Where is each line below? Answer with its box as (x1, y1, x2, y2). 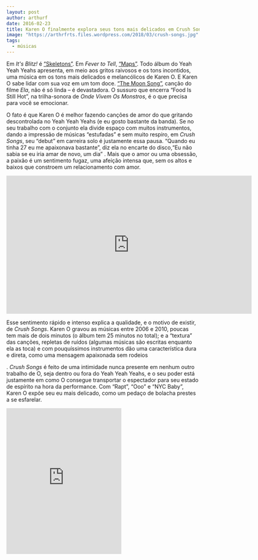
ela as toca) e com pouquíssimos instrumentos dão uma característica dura (6, 344, 197, 352)
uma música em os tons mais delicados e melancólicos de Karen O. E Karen (6, 73, 198, 80)
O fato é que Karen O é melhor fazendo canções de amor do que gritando (6, 111, 193, 119)
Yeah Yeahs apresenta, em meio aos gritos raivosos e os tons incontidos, (6, 66, 191, 74)
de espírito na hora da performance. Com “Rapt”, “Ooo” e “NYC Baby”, (6, 383, 184, 390)
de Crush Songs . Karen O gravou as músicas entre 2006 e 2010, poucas (6, 325, 189, 332)
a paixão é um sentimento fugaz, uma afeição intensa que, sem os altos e (6, 157, 192, 164)
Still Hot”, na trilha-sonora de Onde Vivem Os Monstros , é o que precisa (6, 93, 188, 100)
